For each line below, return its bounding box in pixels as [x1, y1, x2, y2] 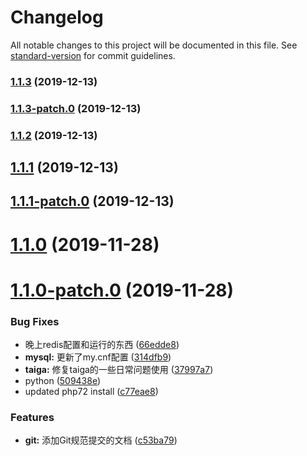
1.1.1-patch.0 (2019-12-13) [10, 193, 175, 210]
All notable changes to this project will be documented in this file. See [10, 39, 298, 51]
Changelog [10, 6, 104, 29]
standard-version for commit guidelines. [10, 49, 176, 61]
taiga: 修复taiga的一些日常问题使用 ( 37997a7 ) [24, 364, 214, 376]
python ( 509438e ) [24, 375, 102, 387]
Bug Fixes [10, 314, 60, 328]
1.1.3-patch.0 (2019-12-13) [10, 101, 142, 115]
